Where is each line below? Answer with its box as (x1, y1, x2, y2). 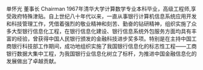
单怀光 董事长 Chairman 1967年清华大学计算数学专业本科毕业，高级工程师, (6, 5, 192, 12)
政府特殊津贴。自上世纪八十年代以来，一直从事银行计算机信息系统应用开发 (11, 13, 197, 20)
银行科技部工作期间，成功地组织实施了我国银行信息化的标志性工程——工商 (11, 42, 197, 50)
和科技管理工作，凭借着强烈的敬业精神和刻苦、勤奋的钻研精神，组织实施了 (6, 20, 192, 27)
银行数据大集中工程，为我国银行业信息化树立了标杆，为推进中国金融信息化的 (6, 50, 197, 57)
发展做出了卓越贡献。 (6, 57, 59, 65)
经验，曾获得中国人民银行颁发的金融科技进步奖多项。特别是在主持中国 (16, 35, 192, 42)
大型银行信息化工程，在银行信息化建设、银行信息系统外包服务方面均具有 (11, 28, 192, 35)
